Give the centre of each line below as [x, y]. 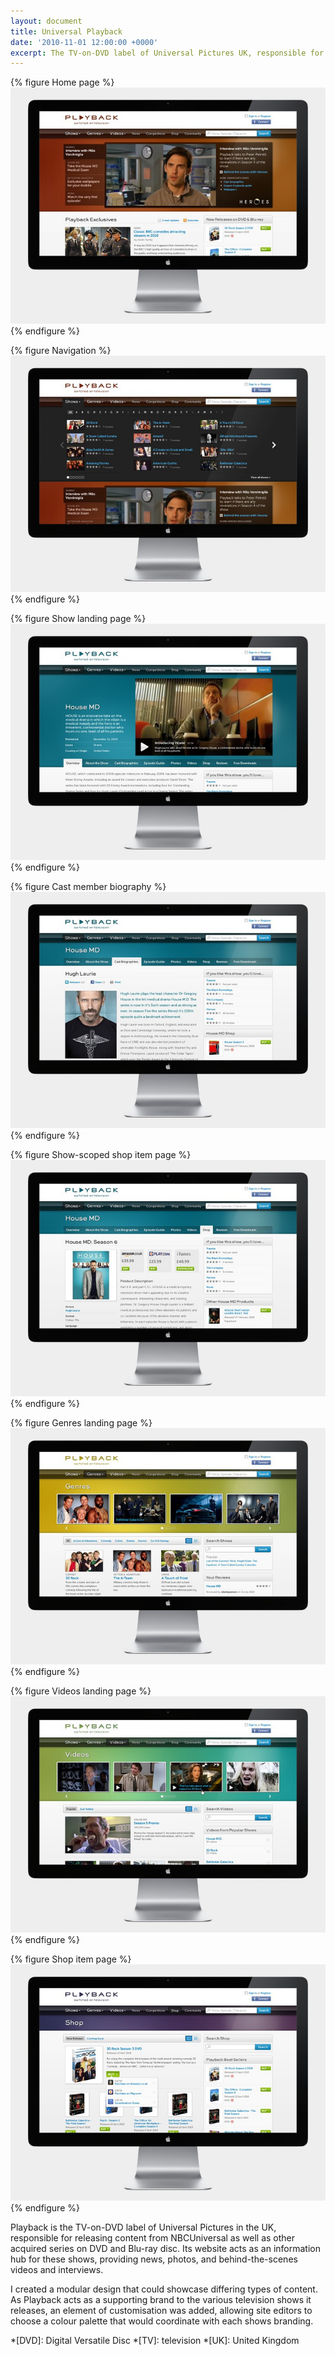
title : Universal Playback [66, 31]
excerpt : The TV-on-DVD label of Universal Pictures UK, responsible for [167, 53]
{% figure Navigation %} [61, 351]
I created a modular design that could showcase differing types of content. [164, 2289]
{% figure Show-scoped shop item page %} [101, 1155]
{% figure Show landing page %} [78, 619]
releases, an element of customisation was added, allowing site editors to [161, 2311]
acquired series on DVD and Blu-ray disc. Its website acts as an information [165, 2249]
